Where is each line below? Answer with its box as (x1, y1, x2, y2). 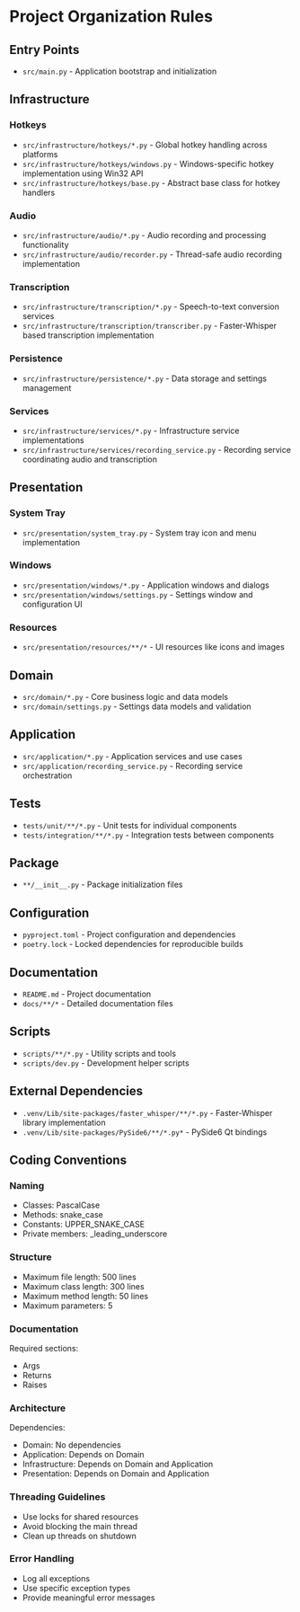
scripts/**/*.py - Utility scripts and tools (22, 1048, 177, 1058)
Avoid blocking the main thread (22, 1520, 137, 1531)
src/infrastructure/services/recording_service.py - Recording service (22, 444, 292, 455)
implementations (22, 434, 84, 446)
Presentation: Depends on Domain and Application (22, 1468, 209, 1479)
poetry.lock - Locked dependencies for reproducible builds (22, 939, 244, 950)
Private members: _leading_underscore (22, 1228, 168, 1239)
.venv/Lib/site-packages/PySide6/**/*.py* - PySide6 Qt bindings (22, 1126, 268, 1138)
